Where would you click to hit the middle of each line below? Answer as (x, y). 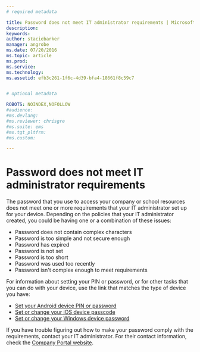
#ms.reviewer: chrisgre (36, 121)
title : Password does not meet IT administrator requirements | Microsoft (101, 22)
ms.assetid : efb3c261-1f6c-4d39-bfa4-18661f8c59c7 (70, 78)
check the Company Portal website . (50, 342)
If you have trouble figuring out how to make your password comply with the (100, 330)
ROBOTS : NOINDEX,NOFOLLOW (38, 105)
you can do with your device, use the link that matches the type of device (96, 288)
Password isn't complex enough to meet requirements (81, 270)
